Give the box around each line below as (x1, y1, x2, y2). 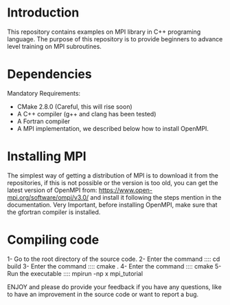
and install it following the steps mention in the (90, 193, 222, 201)
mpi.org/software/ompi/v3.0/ (7, 193, 89, 201)
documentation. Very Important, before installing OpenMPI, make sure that (7, 200, 218, 209)
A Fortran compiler (16, 117, 71, 125)
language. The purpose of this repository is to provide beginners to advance (7, 34, 223, 43)
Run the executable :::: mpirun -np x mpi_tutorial (7, 269, 143, 277)
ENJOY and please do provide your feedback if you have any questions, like (7, 282, 222, 291)
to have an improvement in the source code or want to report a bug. (7, 290, 199, 298)
